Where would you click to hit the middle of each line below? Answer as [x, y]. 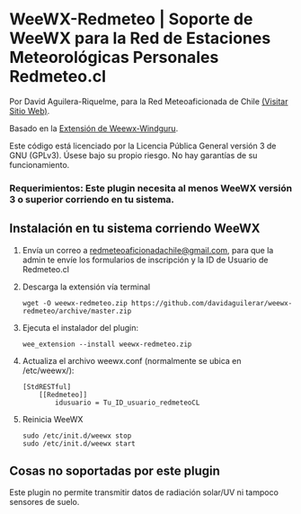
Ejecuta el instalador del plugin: [80, 327]
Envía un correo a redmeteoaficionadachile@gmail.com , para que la [148, 250]
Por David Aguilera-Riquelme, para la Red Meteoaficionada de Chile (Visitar [149, 101]
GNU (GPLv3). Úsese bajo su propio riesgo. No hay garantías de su [133, 155]
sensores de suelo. [44, 502]
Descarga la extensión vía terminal [86, 287]
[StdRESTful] [47, 386]
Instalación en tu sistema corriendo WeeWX [135, 229]
